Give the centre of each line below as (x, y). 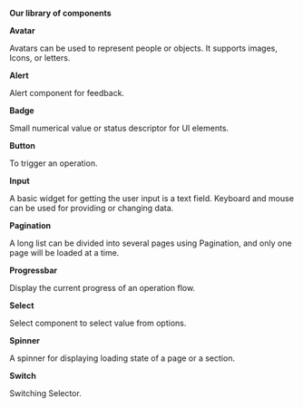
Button (23, 146)
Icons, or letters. (40, 58)
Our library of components (60, 13)
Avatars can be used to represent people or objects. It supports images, (144, 48)
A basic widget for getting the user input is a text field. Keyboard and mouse (152, 198)
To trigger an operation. (54, 163)
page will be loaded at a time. (64, 253)
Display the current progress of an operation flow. (103, 288)
